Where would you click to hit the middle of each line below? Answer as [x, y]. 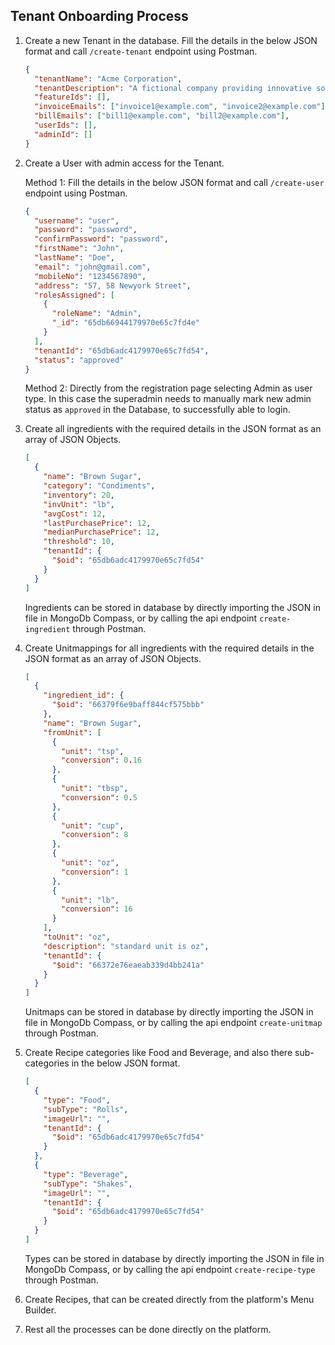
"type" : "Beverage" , [86, 1174]
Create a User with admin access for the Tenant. [124, 163]
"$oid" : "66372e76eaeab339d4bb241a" [128, 965]
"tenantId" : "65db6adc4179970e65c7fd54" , [122, 350]
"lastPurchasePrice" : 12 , [97, 523]
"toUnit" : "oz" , [77, 937]
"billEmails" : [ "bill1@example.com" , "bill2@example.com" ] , [162, 116]
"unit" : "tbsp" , [95, 789]
